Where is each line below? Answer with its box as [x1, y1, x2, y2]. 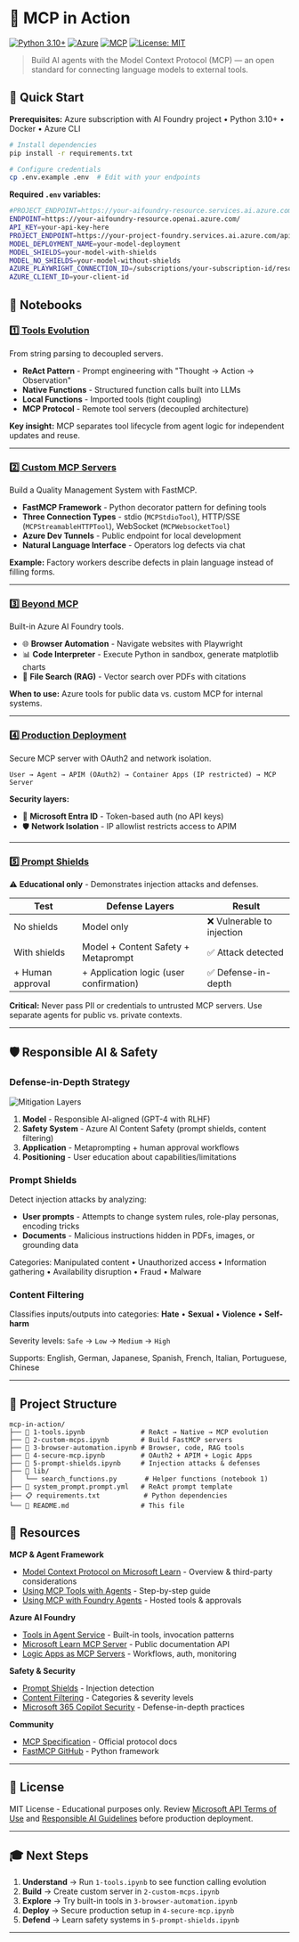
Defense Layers [106, 900, 175, 912]
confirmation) [81, 977, 140, 990]
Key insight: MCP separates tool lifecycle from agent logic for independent [9, 420, 285, 431]
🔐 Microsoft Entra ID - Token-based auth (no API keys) [21, 811, 224, 821]
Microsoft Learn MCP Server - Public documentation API [21, 1638, 230, 1649]
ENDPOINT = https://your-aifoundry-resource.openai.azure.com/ [9, 215, 241, 224]
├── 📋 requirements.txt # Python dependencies [9, 1491, 228, 1500]
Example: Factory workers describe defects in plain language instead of [9, 557, 274, 568]
